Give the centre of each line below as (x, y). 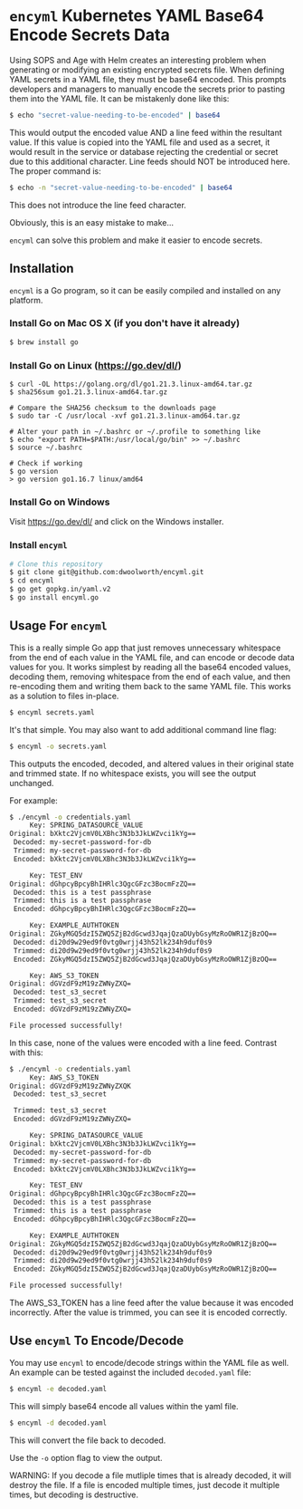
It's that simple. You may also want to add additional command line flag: (143, 729)
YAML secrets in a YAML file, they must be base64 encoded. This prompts (148, 79)
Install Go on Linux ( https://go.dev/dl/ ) (96, 365)
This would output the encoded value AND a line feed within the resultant (146, 132)
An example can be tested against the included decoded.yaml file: (130, 1372)
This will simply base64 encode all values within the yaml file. (124, 1406)
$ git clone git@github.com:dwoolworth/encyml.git (107, 572)
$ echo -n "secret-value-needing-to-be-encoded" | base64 (121, 187)
